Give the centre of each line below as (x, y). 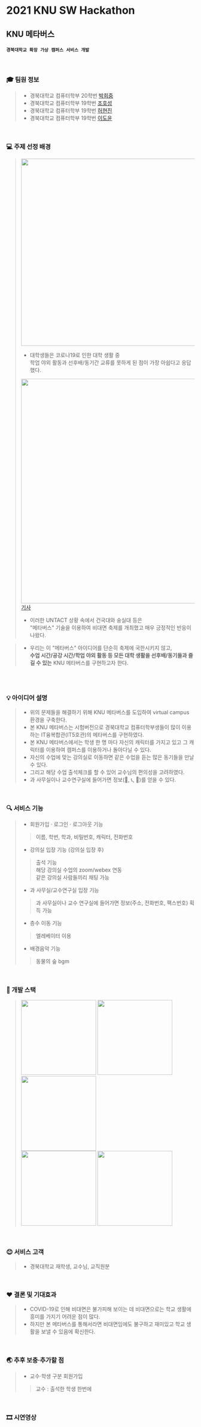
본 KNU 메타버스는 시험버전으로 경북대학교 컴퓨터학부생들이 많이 (105, 727)
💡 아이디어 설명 (27, 698)
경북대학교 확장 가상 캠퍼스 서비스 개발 (48, 50)
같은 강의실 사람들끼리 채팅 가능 (72, 877)
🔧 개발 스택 (21, 990)
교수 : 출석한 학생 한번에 (64, 1389)
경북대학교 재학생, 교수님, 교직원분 (70, 1266)
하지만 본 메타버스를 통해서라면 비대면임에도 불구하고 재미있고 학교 (107, 1324)
